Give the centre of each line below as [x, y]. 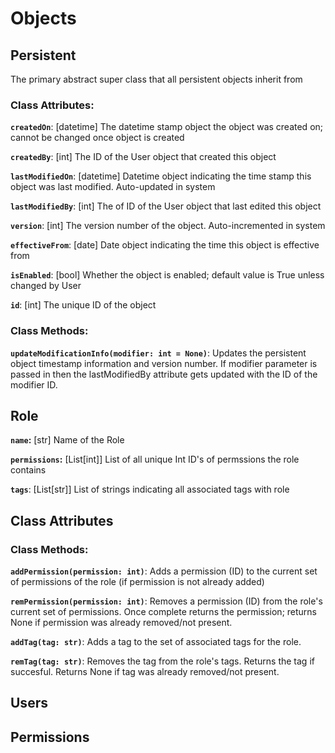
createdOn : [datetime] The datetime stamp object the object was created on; [167, 127]
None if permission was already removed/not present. [121, 623]
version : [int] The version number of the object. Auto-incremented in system [168, 226]
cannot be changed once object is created [97, 138]
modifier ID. [34, 384]
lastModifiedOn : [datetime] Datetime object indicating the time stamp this [161, 176]
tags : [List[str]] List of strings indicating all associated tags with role [150, 489]
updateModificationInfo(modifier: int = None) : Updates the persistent [158, 353]
